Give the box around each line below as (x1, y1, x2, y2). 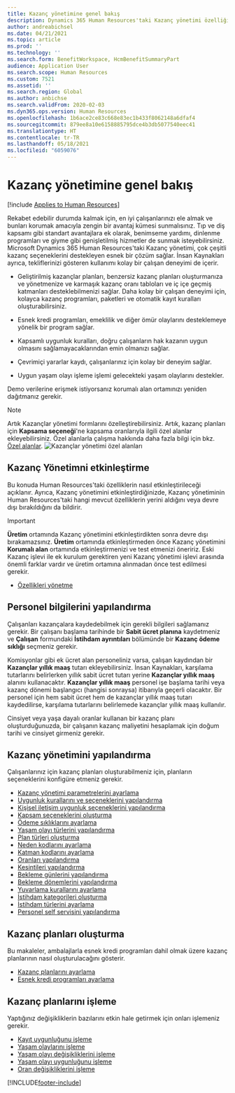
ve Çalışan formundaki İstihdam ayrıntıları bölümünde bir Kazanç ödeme (7, 635, 220, 643)
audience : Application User (7, 62, 90, 69)
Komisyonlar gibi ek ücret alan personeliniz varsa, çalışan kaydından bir (7, 656, 213, 664)
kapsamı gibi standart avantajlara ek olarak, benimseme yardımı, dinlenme (7, 228, 220, 237)
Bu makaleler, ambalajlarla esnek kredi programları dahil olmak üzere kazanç (7, 947, 228, 955)
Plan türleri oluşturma (17, 833, 80, 841)
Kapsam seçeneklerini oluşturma (17, 811, 112, 820)
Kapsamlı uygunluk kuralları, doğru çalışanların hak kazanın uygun (17, 336, 208, 345)
